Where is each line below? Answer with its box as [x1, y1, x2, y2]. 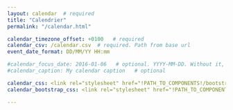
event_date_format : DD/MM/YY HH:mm [7, 48, 110, 55]
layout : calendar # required [7, 10, 95, 17]
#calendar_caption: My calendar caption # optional [7, 67, 166, 74]
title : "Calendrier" [7, 17, 67, 24]
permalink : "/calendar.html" [7, 23, 92, 30]
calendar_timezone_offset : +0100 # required [7, 35, 144, 42]
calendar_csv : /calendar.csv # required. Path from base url [7, 42, 191, 49]
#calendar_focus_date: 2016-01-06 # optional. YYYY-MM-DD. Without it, [7, 61, 225, 68]
